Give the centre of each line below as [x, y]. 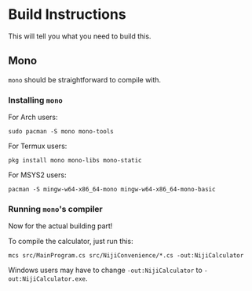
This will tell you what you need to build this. [80, 36]
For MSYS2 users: [37, 175]
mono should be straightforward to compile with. [85, 79]
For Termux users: [38, 146]
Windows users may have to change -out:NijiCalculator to [105, 270]
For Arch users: [33, 117]
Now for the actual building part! [60, 226]
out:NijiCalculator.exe [47, 279]
